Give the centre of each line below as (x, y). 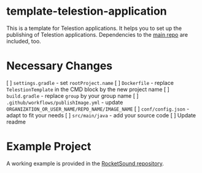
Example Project (49, 146)
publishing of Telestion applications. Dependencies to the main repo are (97, 34)
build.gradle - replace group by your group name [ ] (73, 95)
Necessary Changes (60, 66)
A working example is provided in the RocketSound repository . (85, 163)
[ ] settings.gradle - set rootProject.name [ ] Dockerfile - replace (90, 83)
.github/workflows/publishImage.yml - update (65, 102)
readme (16, 122)
